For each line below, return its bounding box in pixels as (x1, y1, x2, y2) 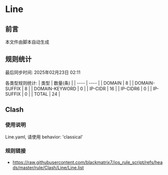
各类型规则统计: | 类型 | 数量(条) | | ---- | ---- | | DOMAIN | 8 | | (5, 80, 134, 86)
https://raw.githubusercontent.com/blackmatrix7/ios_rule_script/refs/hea (12, 159, 163, 165)
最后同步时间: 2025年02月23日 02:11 (5, 69, 81, 75)
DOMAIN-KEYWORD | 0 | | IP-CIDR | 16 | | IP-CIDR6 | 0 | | (34, 85, 152, 91)
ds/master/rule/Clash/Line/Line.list (12, 164, 84, 170)
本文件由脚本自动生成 (5, 39, 49, 45)
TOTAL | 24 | (34, 91, 60, 97)
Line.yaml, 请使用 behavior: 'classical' (5, 134, 83, 140)
